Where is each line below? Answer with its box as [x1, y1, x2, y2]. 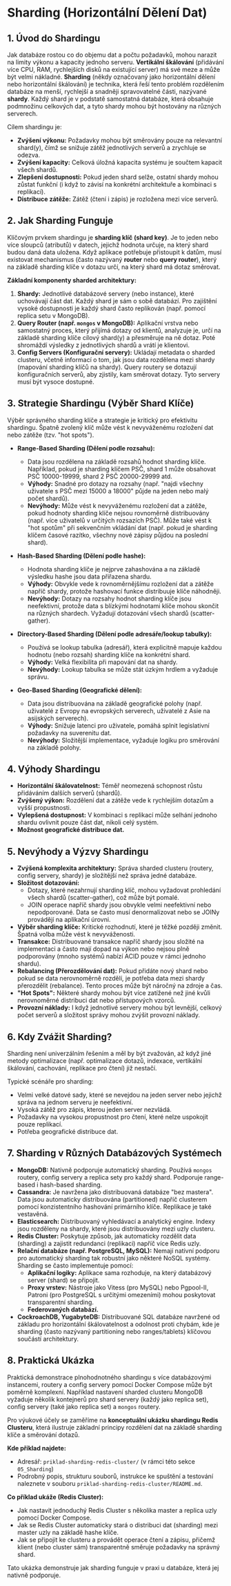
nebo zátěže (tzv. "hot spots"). [7, 431, 94, 439]
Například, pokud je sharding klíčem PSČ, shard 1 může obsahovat [27, 464, 216, 473]
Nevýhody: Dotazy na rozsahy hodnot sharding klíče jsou [27, 594, 192, 603]
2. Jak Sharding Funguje [7, 215, 114, 227]
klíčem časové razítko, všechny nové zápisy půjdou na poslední [27, 531, 209, 539]
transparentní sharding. [27, 1298, 94, 1306]
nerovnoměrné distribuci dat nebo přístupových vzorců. [17, 997, 176, 1005]
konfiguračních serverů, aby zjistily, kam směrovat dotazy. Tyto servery [17, 370, 221, 378]
